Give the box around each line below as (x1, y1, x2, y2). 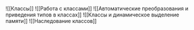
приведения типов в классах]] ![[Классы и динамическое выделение (5, 11, 180, 18)
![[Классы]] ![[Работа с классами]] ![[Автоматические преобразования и (5, 5, 189, 12)
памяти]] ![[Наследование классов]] (5, 18, 97, 24)
